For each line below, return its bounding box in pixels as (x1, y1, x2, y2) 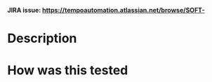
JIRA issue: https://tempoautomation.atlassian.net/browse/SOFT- (7, 6, 205, 14)
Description (7, 31, 77, 46)
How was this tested (7, 62, 128, 78)
